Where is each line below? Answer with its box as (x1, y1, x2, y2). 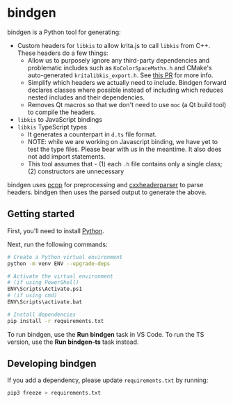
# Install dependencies (7, 311, 77, 318)
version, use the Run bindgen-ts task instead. (7, 338, 139, 346)
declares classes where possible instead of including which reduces (27, 86, 224, 94)
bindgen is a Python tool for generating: (7, 28, 121, 36)
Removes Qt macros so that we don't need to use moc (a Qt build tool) (27, 100, 227, 109)
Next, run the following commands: (7, 240, 108, 248)
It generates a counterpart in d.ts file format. (27, 130, 157, 139)
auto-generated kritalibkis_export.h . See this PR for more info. (27, 71, 214, 79)
